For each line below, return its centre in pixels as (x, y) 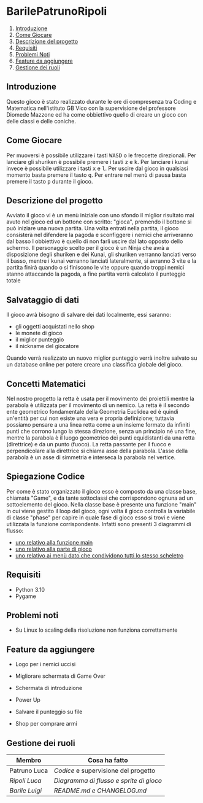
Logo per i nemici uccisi (45, 664)
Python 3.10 (30, 589)
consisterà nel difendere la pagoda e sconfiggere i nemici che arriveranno (100, 235)
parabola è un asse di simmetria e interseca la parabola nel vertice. (91, 457)
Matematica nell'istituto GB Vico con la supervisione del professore (91, 108)
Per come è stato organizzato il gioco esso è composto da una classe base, (102, 491)
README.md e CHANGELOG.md (101, 791)
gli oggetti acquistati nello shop (55, 327)
